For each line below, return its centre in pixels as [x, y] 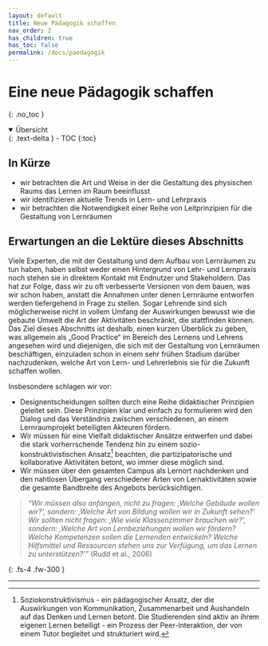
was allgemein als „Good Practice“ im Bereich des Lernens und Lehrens [126, 337]
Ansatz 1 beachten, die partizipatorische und [160, 453]
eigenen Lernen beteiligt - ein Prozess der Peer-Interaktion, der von [131, 625]
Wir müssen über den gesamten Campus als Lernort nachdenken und [134, 471]
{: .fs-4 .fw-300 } [37, 569]
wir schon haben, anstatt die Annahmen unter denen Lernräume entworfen [131, 294]
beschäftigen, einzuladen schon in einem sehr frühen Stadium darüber [124, 354]
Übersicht [32, 129]
